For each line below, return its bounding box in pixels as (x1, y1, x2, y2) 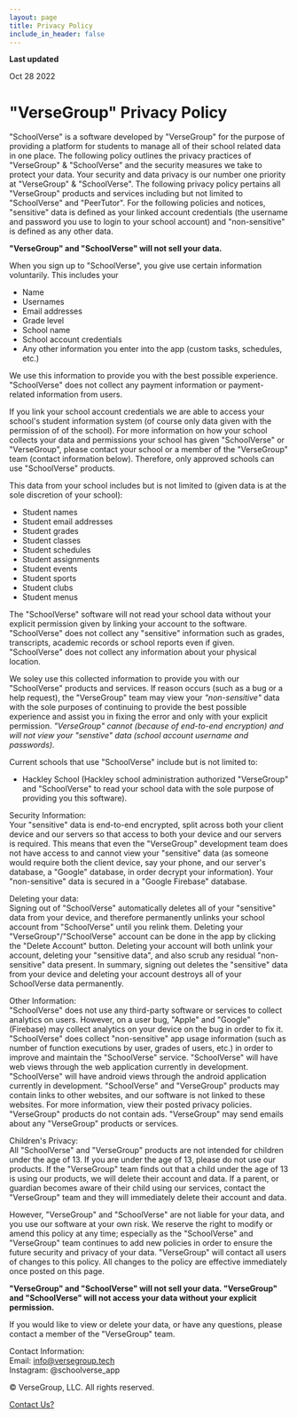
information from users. (36, 389, 122, 400)
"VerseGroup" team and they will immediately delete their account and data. (9, 1192, 287, 1203)
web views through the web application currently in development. (9, 1062, 248, 1072)
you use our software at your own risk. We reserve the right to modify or (9, 1219, 273, 1230)
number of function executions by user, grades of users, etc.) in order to (9, 1043, 273, 1054)
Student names (21, 507, 78, 518)
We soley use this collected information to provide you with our (9, 673, 240, 684)
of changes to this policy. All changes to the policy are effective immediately (9, 1256, 288, 1267)
